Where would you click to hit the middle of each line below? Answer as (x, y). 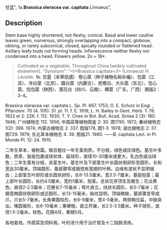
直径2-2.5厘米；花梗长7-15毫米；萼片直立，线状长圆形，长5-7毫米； (84, 187)
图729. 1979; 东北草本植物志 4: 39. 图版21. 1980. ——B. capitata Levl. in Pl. (81, 134)
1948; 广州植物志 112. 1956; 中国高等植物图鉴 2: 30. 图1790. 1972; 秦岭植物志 (83, 122)
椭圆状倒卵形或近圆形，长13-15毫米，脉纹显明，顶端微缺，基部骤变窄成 (87, 193)
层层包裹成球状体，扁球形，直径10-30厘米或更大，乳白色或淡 (89, 156)
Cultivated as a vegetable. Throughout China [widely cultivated (82, 65)
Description (24, 23)
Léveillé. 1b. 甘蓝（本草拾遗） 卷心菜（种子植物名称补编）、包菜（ (84, 77)
